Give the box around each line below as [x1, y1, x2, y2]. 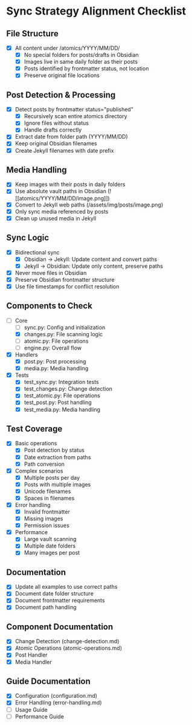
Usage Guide [14, 706, 48, 713]
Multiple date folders [24, 542, 76, 549]
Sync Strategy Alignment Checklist [6, 4, 186, 18]
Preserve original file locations [24, 71, 100, 79]
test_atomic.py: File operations [24, 392, 101, 399]
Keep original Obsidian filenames [14, 140, 98, 147]
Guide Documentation [6, 676, 91, 686]
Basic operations [14, 440, 57, 447]
